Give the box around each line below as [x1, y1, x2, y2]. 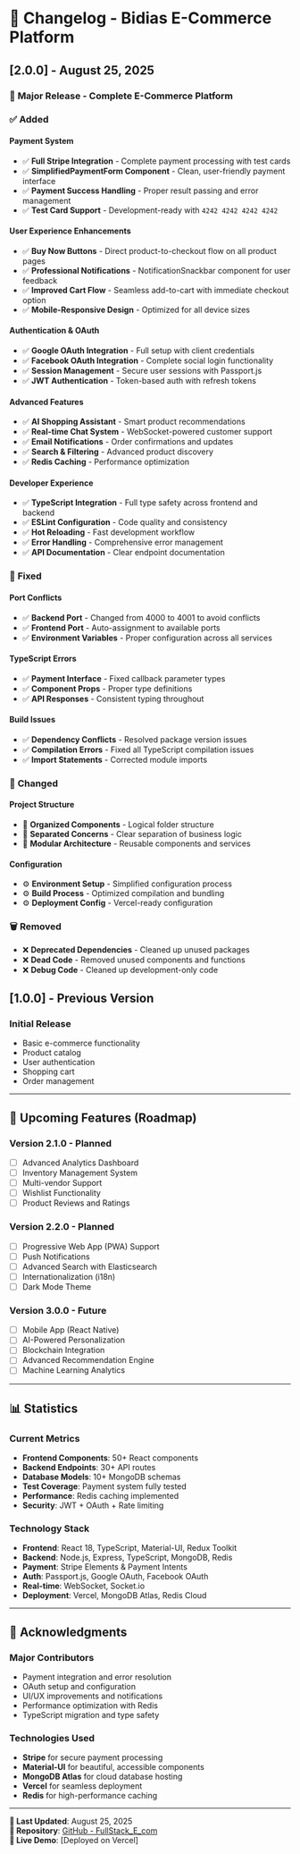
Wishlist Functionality [21, 1188, 101, 1198]
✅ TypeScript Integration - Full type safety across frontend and [21, 497, 258, 508]
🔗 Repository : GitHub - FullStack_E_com [9, 1825, 158, 1836]
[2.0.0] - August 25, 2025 [9, 63, 154, 78]
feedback [21, 275, 58, 285]
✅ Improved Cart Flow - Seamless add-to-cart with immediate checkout [21, 284, 289, 295]
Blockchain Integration [21, 1345, 105, 1356]
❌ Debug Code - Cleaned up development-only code [21, 964, 219, 975]
